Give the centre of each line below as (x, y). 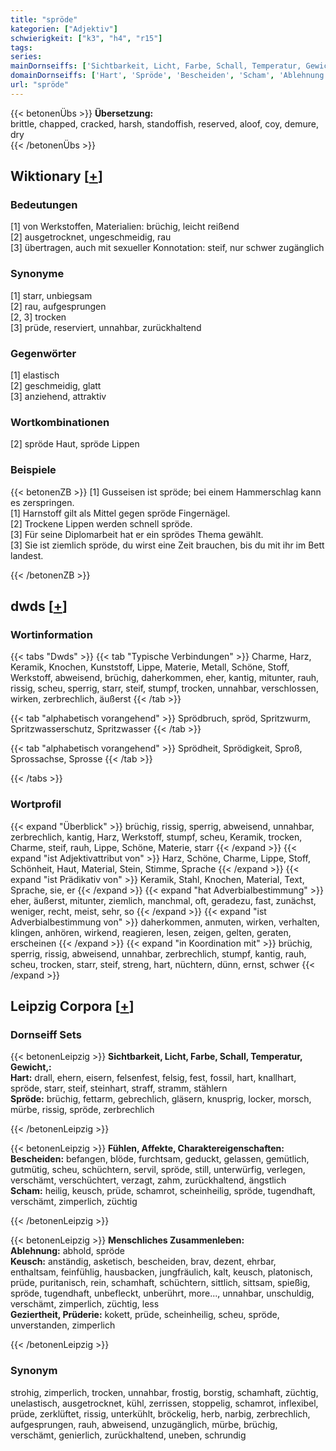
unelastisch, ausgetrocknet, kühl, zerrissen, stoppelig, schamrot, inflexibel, (164, 1403)
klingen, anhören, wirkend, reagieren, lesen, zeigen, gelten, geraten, (151, 932)
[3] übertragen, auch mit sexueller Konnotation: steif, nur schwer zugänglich (167, 248)
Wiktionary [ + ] (56, 176)
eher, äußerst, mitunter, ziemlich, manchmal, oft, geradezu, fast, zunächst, (163, 900)
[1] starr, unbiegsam (51, 295)
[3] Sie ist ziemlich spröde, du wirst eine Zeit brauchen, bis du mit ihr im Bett (167, 545)
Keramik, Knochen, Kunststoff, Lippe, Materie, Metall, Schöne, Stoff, (150, 667)
